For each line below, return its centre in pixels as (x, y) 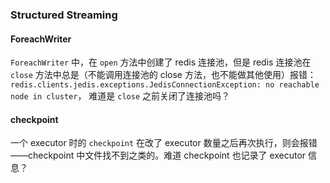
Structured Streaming (64, 15)
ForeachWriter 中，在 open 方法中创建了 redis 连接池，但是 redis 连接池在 (161, 62)
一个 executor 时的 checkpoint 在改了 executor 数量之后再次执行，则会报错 (164, 143)
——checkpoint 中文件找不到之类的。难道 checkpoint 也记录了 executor (158, 155)
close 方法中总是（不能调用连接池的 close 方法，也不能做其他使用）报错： (163, 75)
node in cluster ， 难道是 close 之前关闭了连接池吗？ (120, 96)
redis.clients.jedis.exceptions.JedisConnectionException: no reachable (165, 85)
